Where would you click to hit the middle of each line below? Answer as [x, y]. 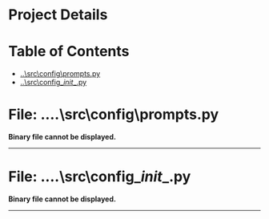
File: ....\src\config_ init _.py [100, 177]
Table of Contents [69, 52]
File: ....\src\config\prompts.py [114, 115]
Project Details [58, 15]
